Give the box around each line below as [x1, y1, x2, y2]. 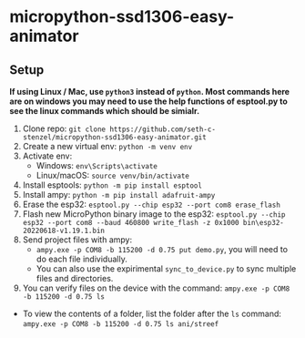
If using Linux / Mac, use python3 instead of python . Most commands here [9, 87, 290, 97]
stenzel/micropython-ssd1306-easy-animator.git [22, 133, 207, 142]
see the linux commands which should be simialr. [9, 106, 200, 116]
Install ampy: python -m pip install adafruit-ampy [22, 189, 216, 200]
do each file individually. [36, 253, 127, 264]
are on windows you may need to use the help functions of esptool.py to [9, 96, 289, 107]
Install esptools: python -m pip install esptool [22, 179, 203, 190]
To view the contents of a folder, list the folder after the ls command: [22, 308, 282, 319]
